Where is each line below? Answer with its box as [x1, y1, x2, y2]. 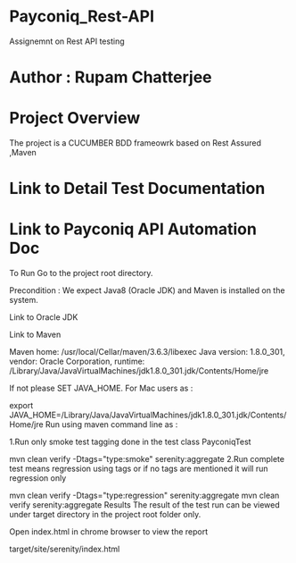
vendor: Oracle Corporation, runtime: [9, 356, 145, 367]
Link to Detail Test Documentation [9, 179, 266, 198]
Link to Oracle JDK [9, 312, 78, 323]
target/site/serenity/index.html [9, 543, 120, 555]
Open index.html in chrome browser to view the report [9, 526, 209, 537]
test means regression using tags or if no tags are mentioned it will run [9, 463, 269, 475]
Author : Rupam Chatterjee [9, 67, 212, 88]
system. [9, 295, 38, 306]
